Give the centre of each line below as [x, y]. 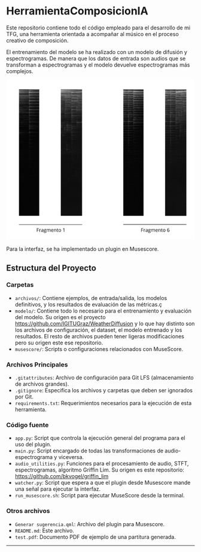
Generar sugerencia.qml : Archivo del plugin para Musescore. [90, 524]
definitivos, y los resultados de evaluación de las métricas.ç [89, 304]
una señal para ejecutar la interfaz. [58, 489]
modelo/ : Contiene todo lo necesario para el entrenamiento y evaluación [103, 311]
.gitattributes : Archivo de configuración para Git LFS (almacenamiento [104, 378]
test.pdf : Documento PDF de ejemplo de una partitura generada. [95, 537]
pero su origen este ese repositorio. [59, 343]
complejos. [20, 71]
